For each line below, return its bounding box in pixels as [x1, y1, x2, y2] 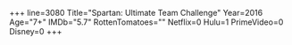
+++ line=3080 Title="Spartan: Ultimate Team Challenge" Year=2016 [9, 8, 263, 18]
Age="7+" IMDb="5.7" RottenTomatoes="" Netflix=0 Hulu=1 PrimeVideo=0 [9, 17, 284, 27]
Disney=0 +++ [9, 26, 63, 36]
